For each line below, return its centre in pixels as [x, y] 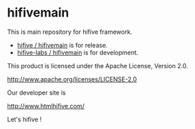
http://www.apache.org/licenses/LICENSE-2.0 [72, 79]
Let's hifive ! [25, 119]
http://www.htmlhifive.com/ [46, 106]
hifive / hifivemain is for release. [62, 45]
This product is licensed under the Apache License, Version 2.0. [98, 66]
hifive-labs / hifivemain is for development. [78, 52]
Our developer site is [37, 92]
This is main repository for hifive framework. [70, 32]
